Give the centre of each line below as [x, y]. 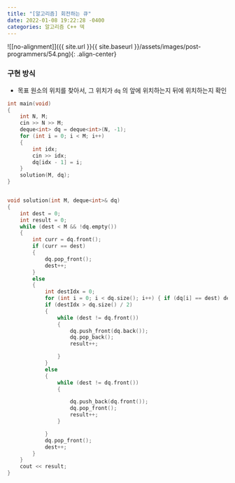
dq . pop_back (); [92, 337]
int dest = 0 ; [40, 213]
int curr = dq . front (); [67, 240]
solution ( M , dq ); [45, 175]
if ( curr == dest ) [59, 246]
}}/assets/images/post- [168, 47]
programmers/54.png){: [41, 54]
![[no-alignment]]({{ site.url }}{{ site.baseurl [70, 47]
